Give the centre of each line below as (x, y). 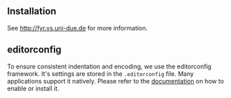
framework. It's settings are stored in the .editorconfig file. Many (101, 73)
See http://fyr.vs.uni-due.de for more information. (78, 28)
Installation (32, 11)
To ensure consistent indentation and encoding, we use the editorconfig (109, 66)
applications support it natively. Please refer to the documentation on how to (115, 81)
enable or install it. (33, 88)
